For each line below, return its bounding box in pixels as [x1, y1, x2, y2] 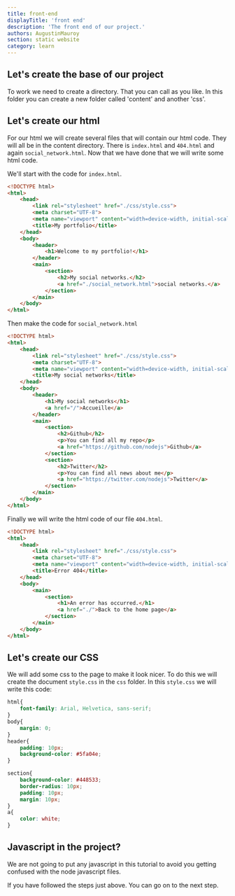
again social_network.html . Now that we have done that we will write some [7, 148, 224, 157]
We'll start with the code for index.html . [7, 169, 122, 178]
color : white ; [20, 815, 61, 822]
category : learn [7, 43, 55, 50]
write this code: [7, 685, 52, 694]
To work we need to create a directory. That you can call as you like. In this [7, 87, 223, 95]
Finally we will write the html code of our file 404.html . [7, 514, 163, 523]
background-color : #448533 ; [20, 776, 101, 784]
